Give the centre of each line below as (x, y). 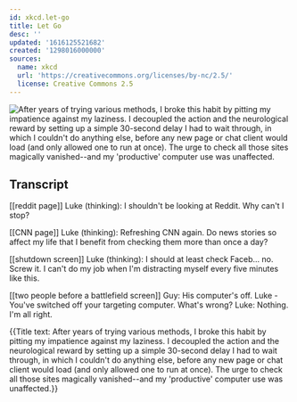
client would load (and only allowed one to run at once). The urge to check (146, 370)
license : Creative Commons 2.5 (75, 84)
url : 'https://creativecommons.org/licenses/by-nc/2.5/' (125, 76)
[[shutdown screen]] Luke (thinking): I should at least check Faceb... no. (141, 259)
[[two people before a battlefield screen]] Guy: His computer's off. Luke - (144, 296)
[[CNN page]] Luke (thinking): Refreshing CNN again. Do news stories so (143, 233)
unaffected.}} (34, 389)
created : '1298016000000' (57, 51)
